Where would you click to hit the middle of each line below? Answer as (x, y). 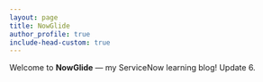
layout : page (34, 17)
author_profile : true (50, 34)
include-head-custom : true (60, 42)
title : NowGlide (40, 26)
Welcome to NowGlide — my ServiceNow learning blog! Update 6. (132, 68)
